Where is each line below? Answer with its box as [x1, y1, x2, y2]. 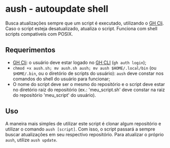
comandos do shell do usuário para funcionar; [12, 75, 110, 82]
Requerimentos [5, 46, 56, 54]
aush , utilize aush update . [5, 137, 58, 143]
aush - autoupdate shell [5, 3, 109, 15]
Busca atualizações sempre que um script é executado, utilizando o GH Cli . [5, 20, 164, 26]
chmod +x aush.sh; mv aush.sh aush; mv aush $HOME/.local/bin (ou [12, 65, 157, 71]
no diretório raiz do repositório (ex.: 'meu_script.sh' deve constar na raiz [12, 87, 165, 93]
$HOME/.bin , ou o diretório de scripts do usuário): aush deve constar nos [12, 70, 164, 76]
